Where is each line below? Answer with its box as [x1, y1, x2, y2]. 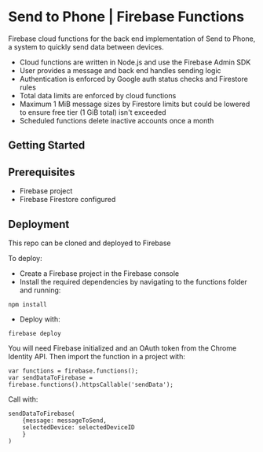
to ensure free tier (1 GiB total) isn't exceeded [19, 107, 166, 117]
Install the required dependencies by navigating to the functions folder [19, 277, 247, 286]
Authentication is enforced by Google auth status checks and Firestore [19, 74, 249, 83]
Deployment [8, 217, 70, 231]
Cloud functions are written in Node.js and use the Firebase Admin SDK [19, 57, 251, 67]
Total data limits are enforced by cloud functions [19, 90, 177, 100]
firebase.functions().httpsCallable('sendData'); [8, 380, 174, 388]
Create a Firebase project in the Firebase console [19, 268, 180, 278]
